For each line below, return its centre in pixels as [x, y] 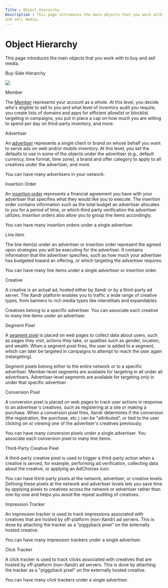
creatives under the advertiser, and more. [48, 165]
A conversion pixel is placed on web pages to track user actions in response [84, 402]
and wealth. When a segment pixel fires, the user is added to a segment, [80, 346]
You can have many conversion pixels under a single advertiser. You [76, 433]
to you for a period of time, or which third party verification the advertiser [81, 210]
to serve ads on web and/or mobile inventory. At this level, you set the [77, 149]
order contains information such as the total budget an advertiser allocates [82, 205]
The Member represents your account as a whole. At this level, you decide [82, 102]
